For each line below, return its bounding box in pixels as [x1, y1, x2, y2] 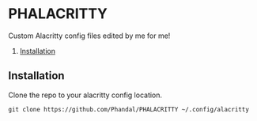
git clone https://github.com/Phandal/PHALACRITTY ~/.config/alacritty [8, 105, 249, 113]
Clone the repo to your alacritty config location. [8, 90, 163, 100]
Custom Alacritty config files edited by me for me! [8, 31, 171, 40]
